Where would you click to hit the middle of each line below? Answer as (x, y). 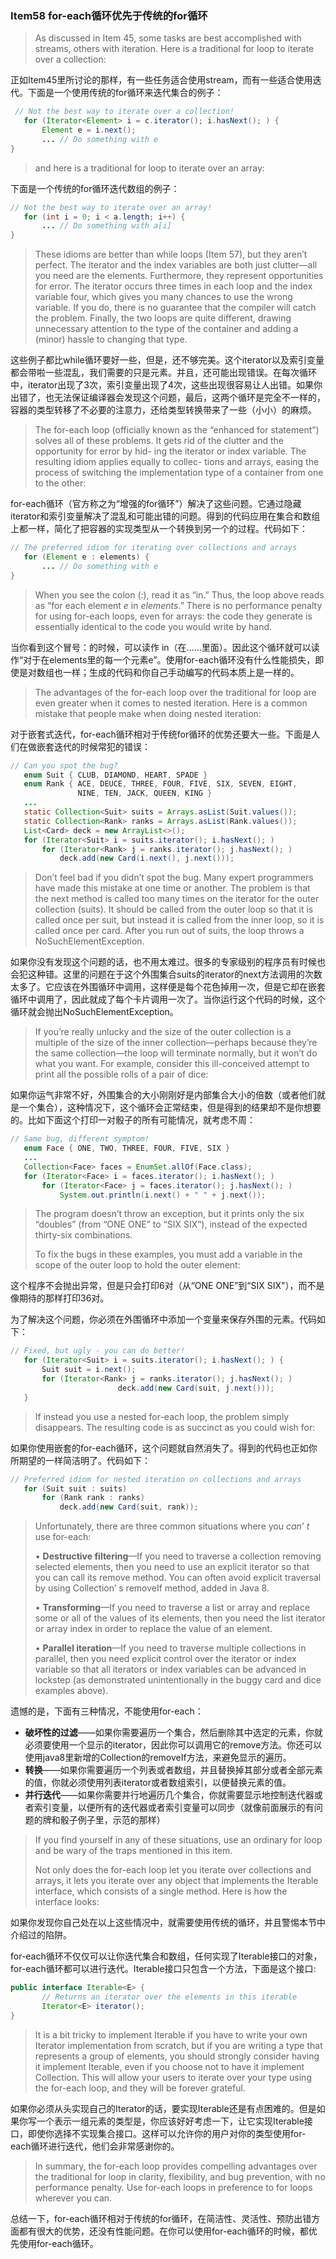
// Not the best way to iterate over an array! (111, 207)
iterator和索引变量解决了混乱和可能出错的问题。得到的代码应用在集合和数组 (165, 516)
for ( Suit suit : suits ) (75, 1488)
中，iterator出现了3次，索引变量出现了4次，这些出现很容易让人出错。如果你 (166, 385)
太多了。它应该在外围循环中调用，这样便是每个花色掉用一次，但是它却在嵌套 (168, 987)
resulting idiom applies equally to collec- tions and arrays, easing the (177, 462)
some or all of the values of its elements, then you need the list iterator (180, 1618)
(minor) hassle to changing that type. (111, 339)
